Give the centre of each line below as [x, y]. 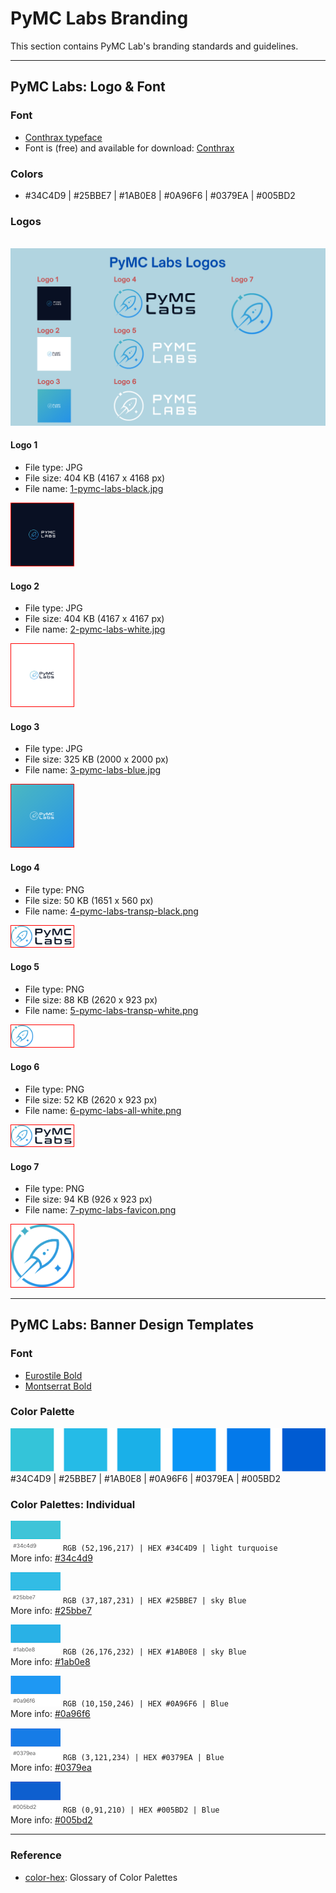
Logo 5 [25, 967]
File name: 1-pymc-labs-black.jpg [94, 488]
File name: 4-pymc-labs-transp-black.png [111, 911]
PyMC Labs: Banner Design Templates [132, 1325]
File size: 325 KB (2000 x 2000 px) [96, 759]
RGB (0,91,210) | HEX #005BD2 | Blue [141, 1810]
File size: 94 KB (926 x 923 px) [88, 1199]
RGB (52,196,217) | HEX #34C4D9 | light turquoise [170, 1548]
